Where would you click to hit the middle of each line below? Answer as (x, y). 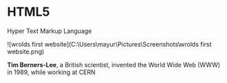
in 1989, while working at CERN (52, 72)
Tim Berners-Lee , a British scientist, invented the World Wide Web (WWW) (114, 64)
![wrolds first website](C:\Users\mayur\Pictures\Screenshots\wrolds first (109, 44)
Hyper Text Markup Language (50, 31)
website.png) (26, 51)
